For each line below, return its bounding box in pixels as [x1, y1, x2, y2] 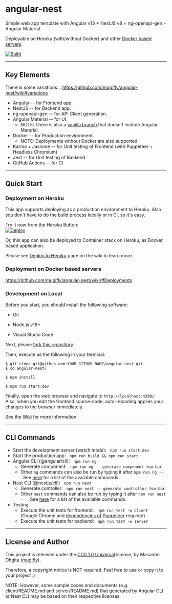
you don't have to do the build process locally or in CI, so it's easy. [5, 212, 146, 218]
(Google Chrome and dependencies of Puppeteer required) [20, 512, 145, 519]
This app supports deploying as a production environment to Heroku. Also [5, 206, 161, 213]
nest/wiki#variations [5, 89, 48, 96]
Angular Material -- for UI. [12, 116, 68, 122]
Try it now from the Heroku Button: [5, 222, 79, 228]
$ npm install [5, 375, 36, 380]
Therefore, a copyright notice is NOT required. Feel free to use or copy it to [5, 567, 164, 573]
